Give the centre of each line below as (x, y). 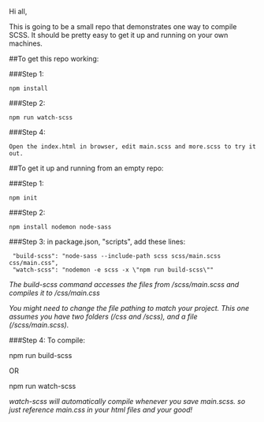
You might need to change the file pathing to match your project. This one (129, 308)
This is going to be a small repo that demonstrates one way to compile (123, 26)
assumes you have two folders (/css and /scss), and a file (103, 316)
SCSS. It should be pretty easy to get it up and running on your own (119, 35)
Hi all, (18, 11)
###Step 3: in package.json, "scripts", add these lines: (97, 241)
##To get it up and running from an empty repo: (86, 168)
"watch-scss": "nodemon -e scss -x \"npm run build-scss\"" (113, 270)
